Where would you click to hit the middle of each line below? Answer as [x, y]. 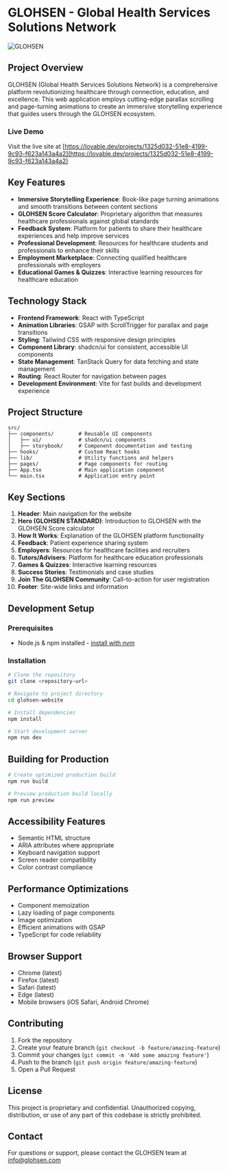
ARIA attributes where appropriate [66, 845]
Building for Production [58, 759]
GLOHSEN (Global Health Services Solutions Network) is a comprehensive [113, 85]
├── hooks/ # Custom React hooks [74, 452]
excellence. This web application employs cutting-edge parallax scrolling [111, 99]
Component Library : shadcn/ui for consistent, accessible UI [103, 347]
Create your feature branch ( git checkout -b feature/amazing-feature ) [119, 1047]
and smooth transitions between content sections [88, 206]
